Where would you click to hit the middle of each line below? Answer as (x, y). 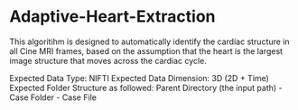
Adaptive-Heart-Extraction (112, 17)
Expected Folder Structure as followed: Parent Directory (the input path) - (146, 87)
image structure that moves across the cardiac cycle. (108, 60)
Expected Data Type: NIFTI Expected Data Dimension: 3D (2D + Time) (139, 78)
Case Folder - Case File (53, 97)
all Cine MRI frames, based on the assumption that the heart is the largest (146, 50)
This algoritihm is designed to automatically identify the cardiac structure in (150, 41)
